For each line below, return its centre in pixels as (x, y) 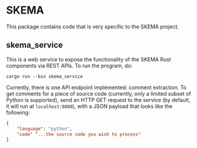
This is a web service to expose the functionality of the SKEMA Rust (88, 59)
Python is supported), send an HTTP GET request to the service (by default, (98, 100)
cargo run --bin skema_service (45, 76)
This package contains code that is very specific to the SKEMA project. (93, 27)
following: (18, 112)
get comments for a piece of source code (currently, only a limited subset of (99, 93)
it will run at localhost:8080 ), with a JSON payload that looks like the (89, 106)
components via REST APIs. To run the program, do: (69, 65)
